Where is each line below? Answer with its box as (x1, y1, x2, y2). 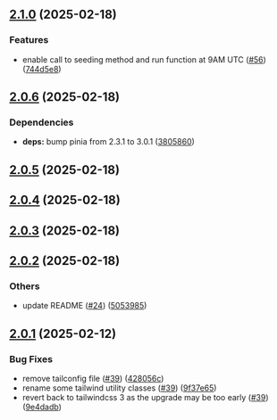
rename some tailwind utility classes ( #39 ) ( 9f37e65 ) (21, 383, 217, 393)
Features (9, 34, 49, 46)
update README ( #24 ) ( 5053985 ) (21, 301, 147, 311)
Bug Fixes (9, 352, 54, 365)
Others (9, 280, 40, 292)
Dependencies (9, 116, 74, 128)
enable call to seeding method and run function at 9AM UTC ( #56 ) (21, 54, 266, 65)
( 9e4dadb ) (21, 401, 63, 412)
